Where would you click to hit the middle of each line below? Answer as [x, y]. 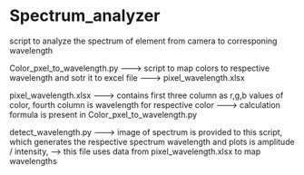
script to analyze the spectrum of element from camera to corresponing [143, 41]
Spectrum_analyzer [85, 16]
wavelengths [33, 160]
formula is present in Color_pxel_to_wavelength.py [103, 114]
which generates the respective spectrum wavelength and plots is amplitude [152, 141]
